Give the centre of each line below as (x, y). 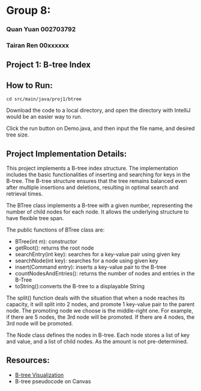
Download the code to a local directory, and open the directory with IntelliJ (98, 110)
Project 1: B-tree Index (49, 65)
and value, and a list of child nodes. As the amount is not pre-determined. (97, 342)
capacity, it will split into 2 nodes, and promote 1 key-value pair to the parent (100, 304)
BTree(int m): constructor (46, 242)
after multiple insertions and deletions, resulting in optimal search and (92, 188)
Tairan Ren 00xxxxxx (37, 46)
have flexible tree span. (35, 218)
